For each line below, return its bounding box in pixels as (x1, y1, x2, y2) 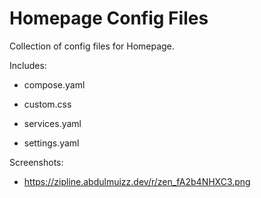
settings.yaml (23, 137, 80, 149)
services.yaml (23, 117, 82, 129)
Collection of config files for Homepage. (9, 40, 175, 52)
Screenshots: (9, 156, 64, 168)
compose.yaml (23, 78, 86, 91)
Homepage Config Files (9, 7, 209, 30)
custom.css (23, 98, 72, 110)
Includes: (9, 59, 47, 71)
